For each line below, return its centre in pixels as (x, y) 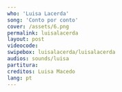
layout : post (26, 39)
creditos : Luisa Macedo (41, 71)
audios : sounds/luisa (38, 59)
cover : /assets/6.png (38, 26)
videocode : (23, 46)
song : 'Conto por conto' (43, 20)
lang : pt (20, 78)
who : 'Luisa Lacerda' (38, 13)
